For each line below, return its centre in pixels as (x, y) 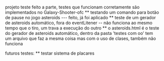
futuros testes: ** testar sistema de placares (50, 53)
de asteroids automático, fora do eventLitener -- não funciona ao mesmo (79, 23)
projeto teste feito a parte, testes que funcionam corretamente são (72, 7)
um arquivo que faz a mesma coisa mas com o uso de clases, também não (81, 38)
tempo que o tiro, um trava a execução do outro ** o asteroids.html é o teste (82, 28)
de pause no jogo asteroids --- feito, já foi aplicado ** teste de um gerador (81, 17)
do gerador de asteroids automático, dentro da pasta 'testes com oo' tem (79, 33)
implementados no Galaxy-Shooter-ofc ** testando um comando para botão (82, 12)
